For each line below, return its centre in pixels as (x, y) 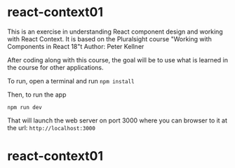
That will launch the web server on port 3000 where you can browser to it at (117, 120)
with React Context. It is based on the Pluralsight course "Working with (109, 38)
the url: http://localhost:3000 (52, 127)
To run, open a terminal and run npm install (71, 80)
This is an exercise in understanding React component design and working (115, 31)
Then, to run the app (37, 94)
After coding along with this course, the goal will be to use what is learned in (117, 59)
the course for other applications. (55, 67)
